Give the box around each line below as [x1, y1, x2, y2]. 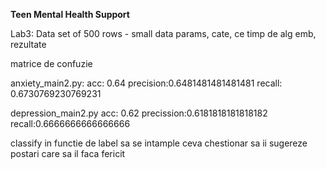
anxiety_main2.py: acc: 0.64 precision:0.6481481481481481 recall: [10, 77, 283, 89]
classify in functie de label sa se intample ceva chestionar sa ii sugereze [10, 137, 308, 149]
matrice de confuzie [10, 58, 93, 69]
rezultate [10, 39, 47, 50]
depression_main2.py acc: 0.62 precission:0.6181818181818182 [10, 107, 268, 119]
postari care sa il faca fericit [10, 148, 126, 159]
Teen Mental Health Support [10, 9, 130, 20]
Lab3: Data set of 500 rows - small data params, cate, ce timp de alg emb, [10, 28, 317, 39]
